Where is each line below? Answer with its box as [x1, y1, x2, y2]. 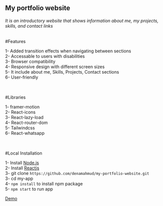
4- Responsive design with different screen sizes [5, 64, 105, 70]
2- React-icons [5, 109, 36, 115]
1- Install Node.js [5, 160, 40, 165]
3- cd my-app [5, 175, 34, 181]
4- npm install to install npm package [5, 180, 83, 187]
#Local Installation [5, 150, 42, 156]
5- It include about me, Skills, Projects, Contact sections [5, 69, 120, 75]
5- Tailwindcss [5, 124, 35, 130]
